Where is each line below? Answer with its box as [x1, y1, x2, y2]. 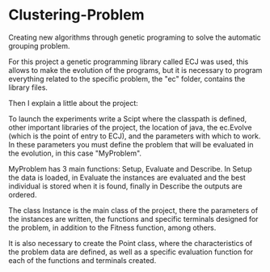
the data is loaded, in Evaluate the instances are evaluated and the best [8, 172, 247, 182]
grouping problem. [8, 40, 70, 50]
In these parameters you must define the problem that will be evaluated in [8, 139, 254, 149]
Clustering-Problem [8, 6, 145, 24]
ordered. [8, 189, 37, 199]
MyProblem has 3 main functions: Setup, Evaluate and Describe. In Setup [8, 164, 252, 173]
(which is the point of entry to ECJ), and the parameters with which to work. [8, 131, 261, 141]
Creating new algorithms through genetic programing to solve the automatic [8, 32, 261, 42]
